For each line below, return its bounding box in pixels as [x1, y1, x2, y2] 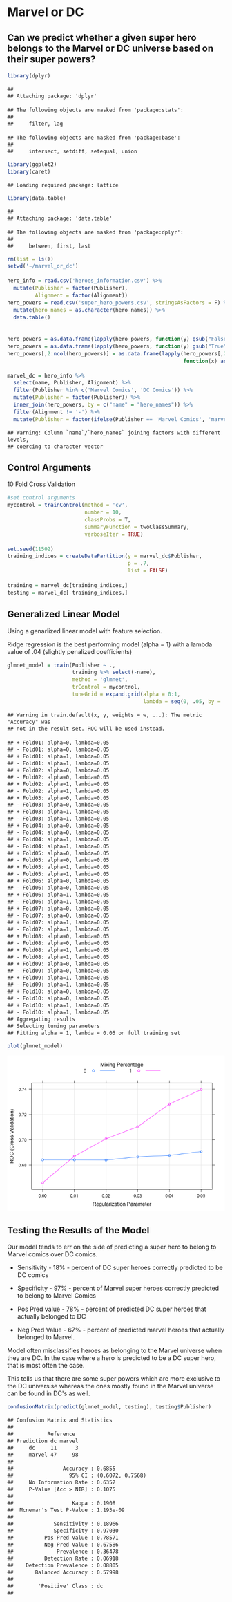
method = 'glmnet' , [72, 676, 128, 683]
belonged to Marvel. [17, 1333, 75, 1341]
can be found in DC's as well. [7, 1389, 90, 1397]
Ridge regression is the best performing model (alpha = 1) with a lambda [7, 640, 213, 649]
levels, [7, 436, 30, 443]
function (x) [183, 357, 217, 364]
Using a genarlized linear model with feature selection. [7, 626, 162, 635]
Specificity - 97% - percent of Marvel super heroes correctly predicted [17, 1284, 220, 1293]
